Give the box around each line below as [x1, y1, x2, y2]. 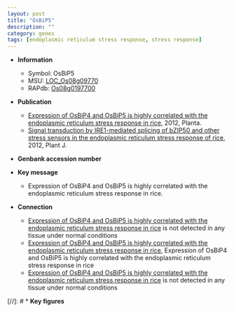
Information [17, 55, 53, 64]
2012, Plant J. [27, 141, 67, 149]
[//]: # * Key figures [7, 297, 64, 306]
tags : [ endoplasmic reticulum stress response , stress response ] [7, 36, 202, 43]
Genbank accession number [17, 155, 102, 163]
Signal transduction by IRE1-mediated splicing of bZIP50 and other [27, 126, 220, 135]
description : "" [7, 23, 55, 30]
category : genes [7, 29, 55, 37]
